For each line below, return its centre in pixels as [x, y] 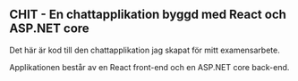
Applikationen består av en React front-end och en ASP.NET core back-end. [149, 67]
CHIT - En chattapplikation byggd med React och [148, 15]
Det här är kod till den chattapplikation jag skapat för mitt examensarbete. [145, 50]
